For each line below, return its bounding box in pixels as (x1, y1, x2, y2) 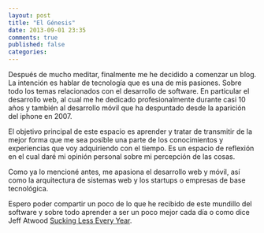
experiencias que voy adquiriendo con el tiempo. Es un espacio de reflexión (8, 143, 255, 153)
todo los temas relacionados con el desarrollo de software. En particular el (8, 87, 250, 95)
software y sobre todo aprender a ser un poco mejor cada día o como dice (8, 208, 250, 216)
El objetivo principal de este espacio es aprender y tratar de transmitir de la (8, 127, 253, 136)
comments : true (8, 33, 58, 42)
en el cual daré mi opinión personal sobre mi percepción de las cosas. (8, 152, 236, 161)
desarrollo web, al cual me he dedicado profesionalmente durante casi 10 (8, 95, 246, 104)
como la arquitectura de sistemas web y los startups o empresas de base (8, 176, 246, 185)
